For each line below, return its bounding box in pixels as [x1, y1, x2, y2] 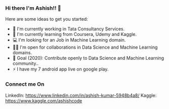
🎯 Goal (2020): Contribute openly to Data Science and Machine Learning [12, 55, 164, 61]
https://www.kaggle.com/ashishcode [5, 97, 82, 103]
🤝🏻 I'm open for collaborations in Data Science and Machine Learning [12, 44, 158, 50]
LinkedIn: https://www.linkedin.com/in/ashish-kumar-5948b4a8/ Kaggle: [5, 92, 157, 98]
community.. [12, 60, 39, 66]
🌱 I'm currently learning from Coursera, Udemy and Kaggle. [12, 31, 137, 38]
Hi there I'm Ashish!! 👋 [5, 5, 62, 12]
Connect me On [5, 81, 45, 88]
